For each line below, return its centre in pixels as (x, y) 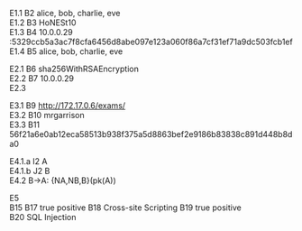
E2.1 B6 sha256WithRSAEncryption (74, 69)
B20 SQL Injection (43, 217)
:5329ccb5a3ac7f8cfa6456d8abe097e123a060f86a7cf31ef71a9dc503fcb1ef (151, 42)
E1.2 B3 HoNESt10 (43, 23)
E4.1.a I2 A (28, 161)
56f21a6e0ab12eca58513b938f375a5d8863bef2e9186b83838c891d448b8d (151, 134)
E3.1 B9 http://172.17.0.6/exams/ (68, 106)
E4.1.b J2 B (30, 171)
